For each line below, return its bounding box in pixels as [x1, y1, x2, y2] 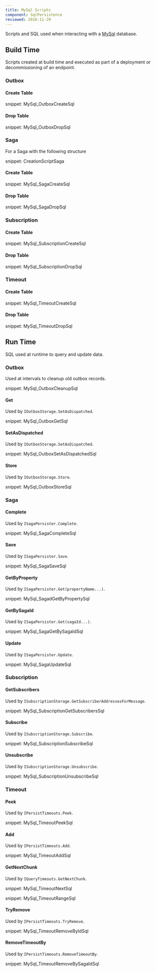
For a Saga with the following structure [5, 148, 86, 154]
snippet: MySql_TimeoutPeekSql [5, 819, 73, 826]
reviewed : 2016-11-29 [5, 17, 51, 22]
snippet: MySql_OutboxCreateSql [5, 101, 75, 107]
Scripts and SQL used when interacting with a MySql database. [5, 31, 137, 37]
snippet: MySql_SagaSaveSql [5, 563, 67, 569]
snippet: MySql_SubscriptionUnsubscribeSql [5, 773, 99, 779]
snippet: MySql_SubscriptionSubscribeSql [5, 740, 93, 746]
